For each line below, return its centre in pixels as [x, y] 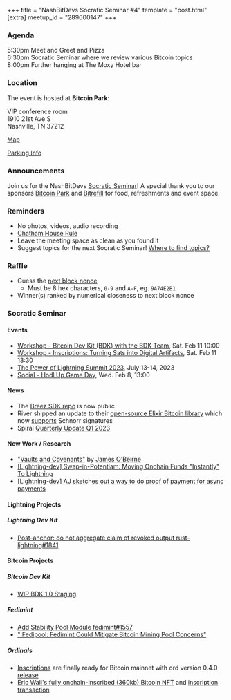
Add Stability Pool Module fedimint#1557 [75, 627]
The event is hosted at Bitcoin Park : [58, 98]
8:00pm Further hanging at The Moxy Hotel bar [74, 65]
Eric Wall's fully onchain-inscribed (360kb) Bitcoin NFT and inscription [118, 683]
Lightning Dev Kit [33, 520]
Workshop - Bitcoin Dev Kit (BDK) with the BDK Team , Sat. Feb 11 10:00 [118, 346]
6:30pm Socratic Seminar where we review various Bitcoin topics [100, 57]
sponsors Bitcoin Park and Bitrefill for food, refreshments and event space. [113, 193]
